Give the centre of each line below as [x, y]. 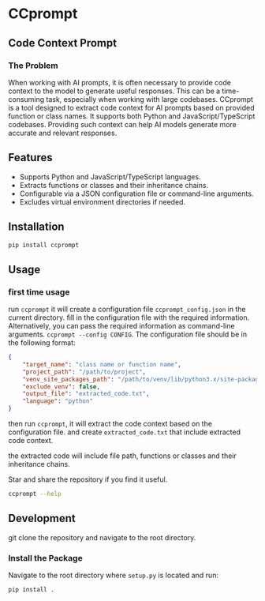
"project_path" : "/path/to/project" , [84, 372]
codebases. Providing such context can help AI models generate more [122, 124]
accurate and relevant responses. [63, 133]
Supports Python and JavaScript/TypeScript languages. [110, 177]
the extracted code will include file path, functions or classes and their [122, 456]
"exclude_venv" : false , [62, 387]
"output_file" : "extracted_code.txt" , [86, 394]
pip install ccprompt [44, 245]
